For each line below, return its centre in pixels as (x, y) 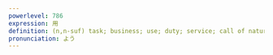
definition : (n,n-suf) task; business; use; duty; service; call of (127, 31)
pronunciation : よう (42, 38)
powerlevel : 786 (36, 16)
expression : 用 (33, 23)
